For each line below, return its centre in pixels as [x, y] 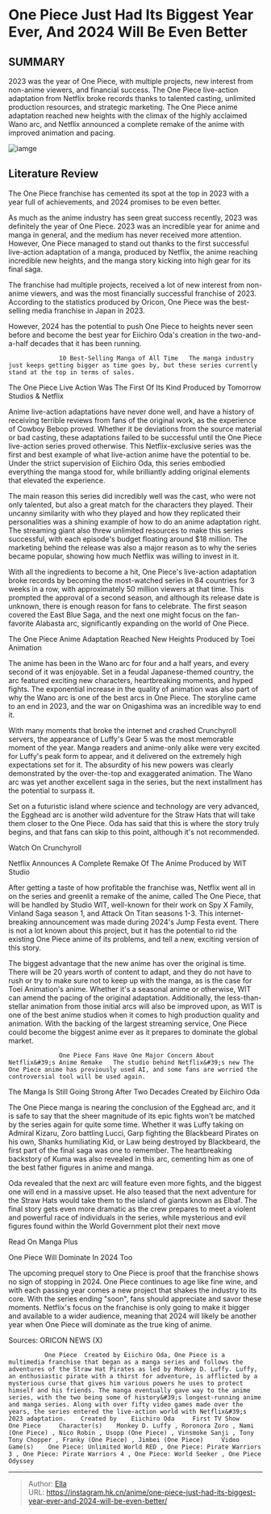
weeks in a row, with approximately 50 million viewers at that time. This [126, 588]
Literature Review [54, 174]
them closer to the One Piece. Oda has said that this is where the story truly [134, 823]
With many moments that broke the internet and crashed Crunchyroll [122, 730]
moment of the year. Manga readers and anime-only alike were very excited [134, 747]
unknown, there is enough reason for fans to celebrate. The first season [128, 606]
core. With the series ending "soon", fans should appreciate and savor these [135, 1298]
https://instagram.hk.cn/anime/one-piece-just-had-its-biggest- [151, 1492]
